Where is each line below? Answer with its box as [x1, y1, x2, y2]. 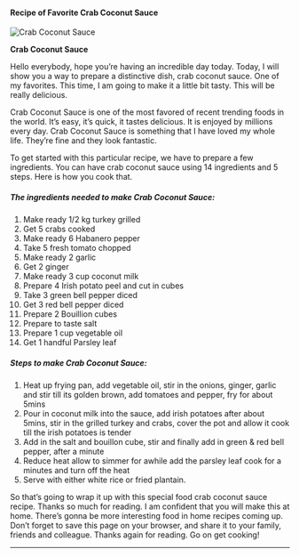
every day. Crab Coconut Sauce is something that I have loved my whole [10, 125, 276, 137]
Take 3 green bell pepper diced [22, 290, 138, 301]
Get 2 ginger [22, 262, 69, 272]
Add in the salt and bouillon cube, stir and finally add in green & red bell [22, 437, 285, 448]
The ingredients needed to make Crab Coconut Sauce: [10, 191, 216, 202]
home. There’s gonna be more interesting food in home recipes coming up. [10, 511, 283, 521]
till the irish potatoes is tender [22, 427, 132, 438]
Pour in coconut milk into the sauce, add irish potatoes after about [22, 408, 265, 419]
